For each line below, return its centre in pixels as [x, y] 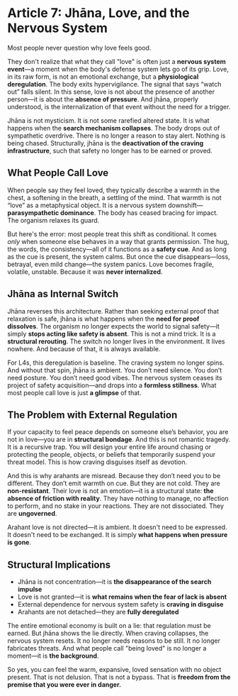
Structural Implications [59, 564]
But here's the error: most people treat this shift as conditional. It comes [112, 234]
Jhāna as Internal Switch [63, 294]
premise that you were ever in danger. [64, 685]
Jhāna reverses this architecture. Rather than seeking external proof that [113, 311]
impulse [30, 590]
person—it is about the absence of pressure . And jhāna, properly [103, 99]
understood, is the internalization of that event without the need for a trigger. [119, 106]
